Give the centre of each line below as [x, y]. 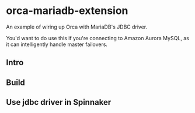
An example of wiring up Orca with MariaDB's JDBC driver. [77, 27]
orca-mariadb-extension [67, 11]
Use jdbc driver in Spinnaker [59, 102]
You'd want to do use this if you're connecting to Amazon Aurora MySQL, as [98, 38]
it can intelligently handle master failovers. [57, 44]
